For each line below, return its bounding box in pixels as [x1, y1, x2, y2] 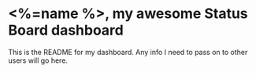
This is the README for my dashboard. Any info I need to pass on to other [8, 47, 248, 57]
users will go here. [8, 56, 69, 65]
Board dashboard [8, 21, 124, 39]
